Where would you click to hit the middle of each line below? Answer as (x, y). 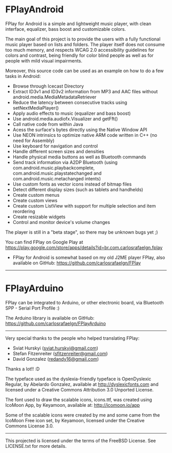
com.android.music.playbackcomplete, (53, 168)
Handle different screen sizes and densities (58, 151)
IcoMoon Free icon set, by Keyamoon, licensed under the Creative (75, 420)
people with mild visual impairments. (44, 60)
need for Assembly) (34, 140)
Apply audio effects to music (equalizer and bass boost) (72, 113)
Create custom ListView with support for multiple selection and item (84, 205)
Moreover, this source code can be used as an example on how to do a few (84, 71)
